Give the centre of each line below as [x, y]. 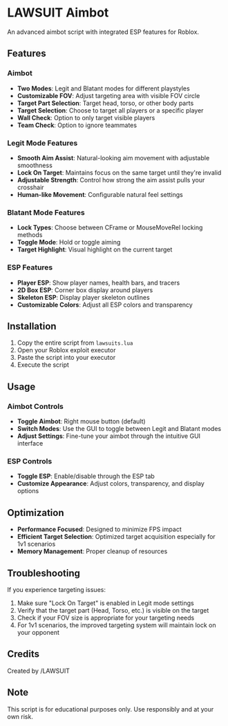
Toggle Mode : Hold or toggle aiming [69, 242]
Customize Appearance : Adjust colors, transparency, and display [111, 484]
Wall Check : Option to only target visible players [86, 117]
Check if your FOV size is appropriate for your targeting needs [106, 618]
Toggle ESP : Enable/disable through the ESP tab [86, 476]
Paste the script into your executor [66, 358]
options [28, 491]
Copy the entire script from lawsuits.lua [75, 343]
